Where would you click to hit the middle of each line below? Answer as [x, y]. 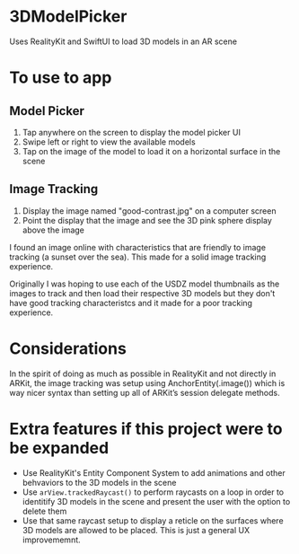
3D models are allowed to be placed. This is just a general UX [136, 530]
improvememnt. [51, 540]
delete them [44, 511]
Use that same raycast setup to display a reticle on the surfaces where [153, 520]
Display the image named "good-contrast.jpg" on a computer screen [149, 211]
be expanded [59, 448]
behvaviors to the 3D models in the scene [99, 482]
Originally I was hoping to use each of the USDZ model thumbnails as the [145, 284]
